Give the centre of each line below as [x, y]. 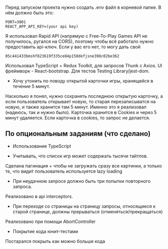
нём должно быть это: [30, 13]
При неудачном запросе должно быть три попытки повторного [82, 181]
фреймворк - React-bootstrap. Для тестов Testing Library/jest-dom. [78, 71]
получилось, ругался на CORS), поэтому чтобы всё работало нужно [79, 41]
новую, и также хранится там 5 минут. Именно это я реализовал [76, 107]
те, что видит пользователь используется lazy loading [64, 171]
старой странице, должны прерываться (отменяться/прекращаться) [88, 211]
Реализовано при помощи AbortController [50, 222]
